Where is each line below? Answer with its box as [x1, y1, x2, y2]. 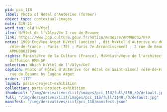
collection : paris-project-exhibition [5, 85, 85, 91]
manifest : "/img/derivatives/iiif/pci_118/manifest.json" [5, 100, 128, 105]
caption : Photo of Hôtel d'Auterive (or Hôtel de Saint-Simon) [5, 67, 139, 72]
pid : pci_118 [5, 7, 32, 12]
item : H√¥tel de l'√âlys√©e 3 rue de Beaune [5, 30, 99, 35]
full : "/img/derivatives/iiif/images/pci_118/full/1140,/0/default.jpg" [5, 95, 159, 100]
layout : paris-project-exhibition [5, 81, 77, 86]
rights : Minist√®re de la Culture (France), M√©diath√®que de [5, 53, 137, 58]
